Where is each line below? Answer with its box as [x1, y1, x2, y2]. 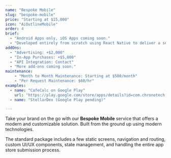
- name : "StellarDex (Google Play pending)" [10, 97, 106, 102]
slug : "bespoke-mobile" [5, 12, 56, 17]
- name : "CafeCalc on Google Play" [10, 87, 85, 93]
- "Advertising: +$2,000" [10, 50, 65, 55]
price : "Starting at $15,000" [5, 17, 70, 22]
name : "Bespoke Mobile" [5, 7, 56, 13]
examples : [5, 83, 26, 88]
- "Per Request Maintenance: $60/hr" [14, 78, 95, 83]
